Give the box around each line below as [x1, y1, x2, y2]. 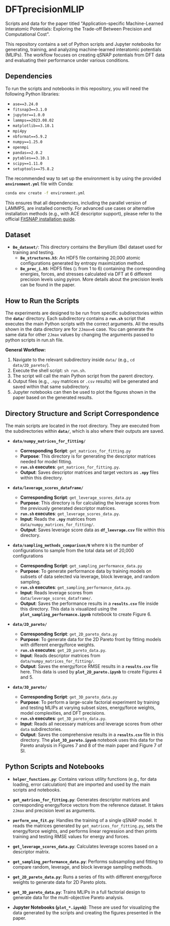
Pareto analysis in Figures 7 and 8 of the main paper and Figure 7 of [20, 743, 162, 749]
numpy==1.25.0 [12, 139, 43, 144]
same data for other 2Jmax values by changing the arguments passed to [5, 332, 155, 338]
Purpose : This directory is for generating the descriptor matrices [20, 453, 156, 459]
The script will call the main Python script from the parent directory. [12, 373, 154, 379]
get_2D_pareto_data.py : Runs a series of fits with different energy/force [12, 874, 162, 880]
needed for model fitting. [20, 459, 73, 465]
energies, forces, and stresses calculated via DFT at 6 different [20, 271, 152, 277]
